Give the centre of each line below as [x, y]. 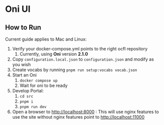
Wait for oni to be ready [43, 85]
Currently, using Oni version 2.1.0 [54, 54]
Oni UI [18, 9]
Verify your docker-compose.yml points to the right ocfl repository [80, 49]
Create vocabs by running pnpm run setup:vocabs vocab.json [75, 70]
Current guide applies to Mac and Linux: [46, 39]
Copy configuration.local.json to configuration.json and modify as [83, 59]
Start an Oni [24, 75]
